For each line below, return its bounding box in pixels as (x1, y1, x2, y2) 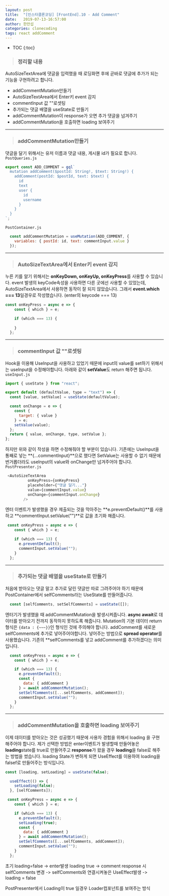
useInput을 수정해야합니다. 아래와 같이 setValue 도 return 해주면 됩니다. (10, 366, 152, 372)
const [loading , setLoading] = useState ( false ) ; (5, 770, 109, 775)
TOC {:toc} (12, 45, 35, 50)
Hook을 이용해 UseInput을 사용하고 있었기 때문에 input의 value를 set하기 (5, 360, 150, 366)
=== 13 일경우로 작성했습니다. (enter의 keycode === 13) (5, 292, 117, 298)
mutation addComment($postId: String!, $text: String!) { (10, 169, 134, 174)
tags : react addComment (5, 31, 55, 36)
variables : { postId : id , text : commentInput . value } (14, 238, 129, 243)
